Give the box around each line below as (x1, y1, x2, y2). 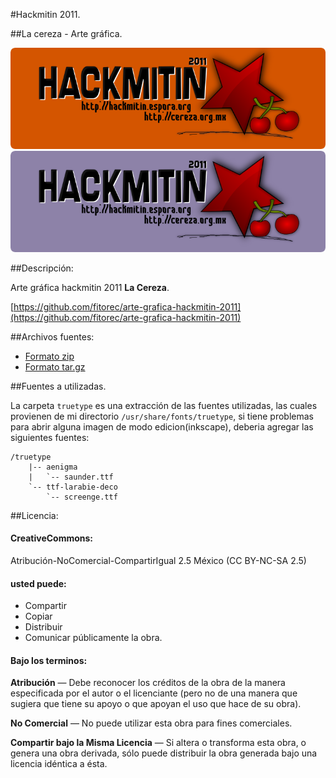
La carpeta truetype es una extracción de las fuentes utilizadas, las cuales (10, 399, 318, 411)
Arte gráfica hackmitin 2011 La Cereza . (10, 281, 170, 293)
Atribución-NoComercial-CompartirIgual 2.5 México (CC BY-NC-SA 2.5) (10, 555, 307, 567)
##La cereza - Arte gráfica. (10, 28, 123, 39)
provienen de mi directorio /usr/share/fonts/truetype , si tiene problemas (10, 410, 315, 422)
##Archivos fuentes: (10, 330, 95, 343)
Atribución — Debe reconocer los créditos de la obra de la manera (10, 677, 286, 689)
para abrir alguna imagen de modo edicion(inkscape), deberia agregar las (10, 420, 314, 433)
